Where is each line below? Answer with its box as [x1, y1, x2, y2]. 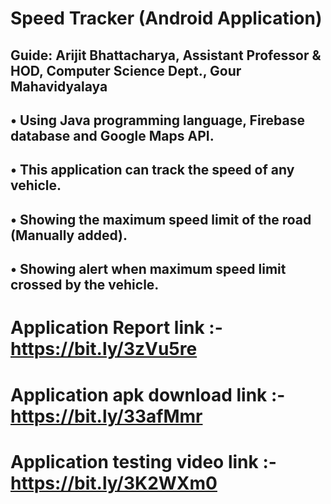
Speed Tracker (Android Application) [10, 7, 323, 30]
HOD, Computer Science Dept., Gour [10, 62, 242, 79]
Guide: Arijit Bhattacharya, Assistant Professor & [10, 47, 322, 64]
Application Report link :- [10, 317, 223, 339]
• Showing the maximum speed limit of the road [10, 211, 312, 228]
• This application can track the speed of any [10, 162, 295, 179]
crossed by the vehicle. [10, 277, 160, 294]
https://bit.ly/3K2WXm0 [10, 472, 218, 494]
